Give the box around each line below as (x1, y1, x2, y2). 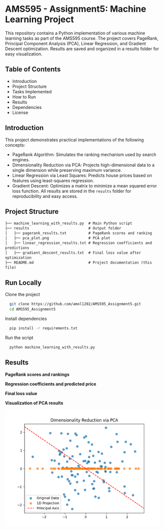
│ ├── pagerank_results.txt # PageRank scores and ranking (5, 231, 152, 236)
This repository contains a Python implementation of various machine (5, 30, 145, 36)
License (12, 109, 28, 115)
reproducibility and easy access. (12, 193, 78, 199)
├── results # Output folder (5, 226, 121, 231)
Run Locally (5, 278, 42, 287)
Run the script (5, 335, 33, 341)
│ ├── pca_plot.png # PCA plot (5, 236, 111, 241)
